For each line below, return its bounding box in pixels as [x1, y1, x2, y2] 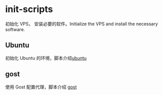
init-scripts [5, 4, 53, 15]
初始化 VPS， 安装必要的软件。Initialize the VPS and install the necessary [5, 21, 158, 27]
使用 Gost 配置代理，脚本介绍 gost [5, 84, 77, 90]
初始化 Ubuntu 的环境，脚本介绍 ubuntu [5, 55, 87, 61]
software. [5, 26, 25, 32]
